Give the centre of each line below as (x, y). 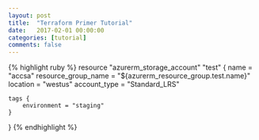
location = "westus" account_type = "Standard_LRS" (94, 85)
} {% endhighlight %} (43, 127)
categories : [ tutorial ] (48, 38)
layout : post (30, 15)
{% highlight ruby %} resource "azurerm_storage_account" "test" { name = (131, 67)
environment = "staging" (63, 106)
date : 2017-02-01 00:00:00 (56, 30)
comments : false (35, 45)
